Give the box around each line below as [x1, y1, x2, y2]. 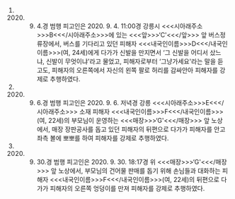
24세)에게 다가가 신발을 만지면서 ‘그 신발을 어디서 [71, 49, 209, 56]
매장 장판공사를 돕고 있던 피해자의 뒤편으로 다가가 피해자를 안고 [52, 125, 226, 133]
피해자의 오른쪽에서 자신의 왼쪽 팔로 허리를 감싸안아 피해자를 [52, 66, 219, 74]
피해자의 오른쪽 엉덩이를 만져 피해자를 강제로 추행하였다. [50, 184, 205, 193]
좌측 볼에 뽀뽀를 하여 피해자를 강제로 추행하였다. [36, 134, 169, 142]
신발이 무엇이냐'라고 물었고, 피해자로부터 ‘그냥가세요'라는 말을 [46, 57, 216, 66]
